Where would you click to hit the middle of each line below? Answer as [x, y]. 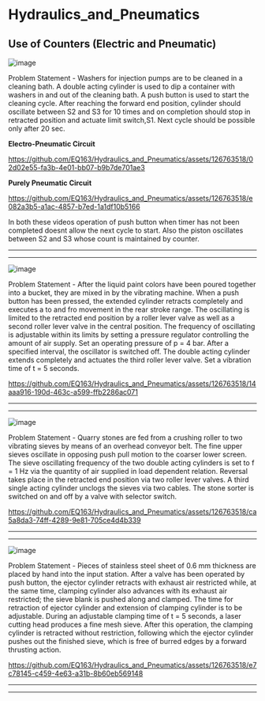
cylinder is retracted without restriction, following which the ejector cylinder [131, 633]
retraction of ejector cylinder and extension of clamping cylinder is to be [125, 608]
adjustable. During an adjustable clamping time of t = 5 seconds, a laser [125, 616]
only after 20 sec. [37, 129]
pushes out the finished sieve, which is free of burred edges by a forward [127, 641]
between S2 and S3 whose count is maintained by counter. [104, 239]
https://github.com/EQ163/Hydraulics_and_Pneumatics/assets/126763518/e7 [132, 665]
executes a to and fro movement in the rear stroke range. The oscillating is [129, 309]
